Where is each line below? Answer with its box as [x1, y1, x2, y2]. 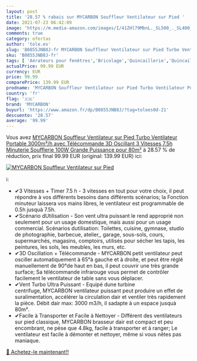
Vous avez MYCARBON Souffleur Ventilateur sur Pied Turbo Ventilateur [6, 134, 178, 141]
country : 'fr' [6, 90, 41, 96]
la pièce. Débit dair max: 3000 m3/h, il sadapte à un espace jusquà [14, 300, 176, 307]
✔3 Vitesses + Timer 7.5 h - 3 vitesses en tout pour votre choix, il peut [14, 187, 185, 194]
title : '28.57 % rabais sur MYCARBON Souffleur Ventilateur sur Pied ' [6, 14, 185, 20]
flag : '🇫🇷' [6, 96, 35, 102]
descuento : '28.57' [6, 112, 54, 118]
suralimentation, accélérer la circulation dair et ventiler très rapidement [14, 293, 186, 301]
